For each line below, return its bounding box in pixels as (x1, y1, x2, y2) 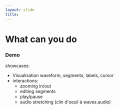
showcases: (5, 62, 30, 68)
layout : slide (5, 7, 35, 12)
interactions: (12, 77, 38, 83)
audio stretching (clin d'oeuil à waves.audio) (19, 98, 111, 105)
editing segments (19, 88, 56, 94)
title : (5, 12, 19, 17)
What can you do (5, 33, 77, 45)
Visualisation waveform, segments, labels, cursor (12, 72, 114, 78)
